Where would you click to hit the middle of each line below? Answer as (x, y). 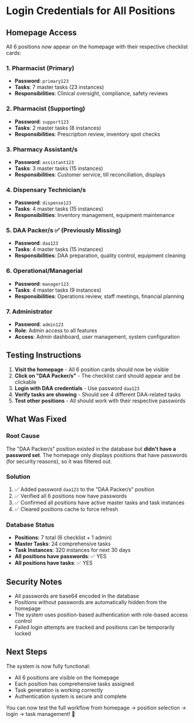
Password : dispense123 (43, 203)
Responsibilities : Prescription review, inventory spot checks (87, 134)
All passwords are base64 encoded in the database (77, 596)
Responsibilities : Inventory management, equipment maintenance (94, 215)
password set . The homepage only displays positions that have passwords (97, 455)
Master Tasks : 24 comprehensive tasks (63, 544)
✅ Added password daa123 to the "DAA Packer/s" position (84, 489)
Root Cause (23, 436)
